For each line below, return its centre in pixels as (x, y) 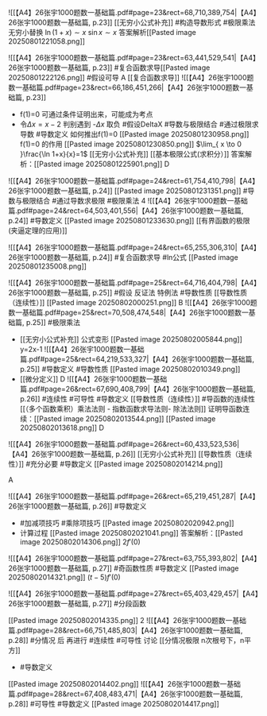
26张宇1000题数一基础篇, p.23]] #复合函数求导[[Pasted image (109, 68)
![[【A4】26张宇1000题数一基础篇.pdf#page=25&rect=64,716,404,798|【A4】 (133, 283)
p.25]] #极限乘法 (53, 322)
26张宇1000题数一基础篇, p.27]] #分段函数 (77, 604)
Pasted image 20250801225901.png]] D (104, 164)
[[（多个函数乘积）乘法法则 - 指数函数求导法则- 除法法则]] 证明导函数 (131, 409)
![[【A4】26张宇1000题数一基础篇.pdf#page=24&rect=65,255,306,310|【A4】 (133, 247)
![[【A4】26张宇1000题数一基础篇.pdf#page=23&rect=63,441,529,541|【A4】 (132, 58)
